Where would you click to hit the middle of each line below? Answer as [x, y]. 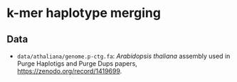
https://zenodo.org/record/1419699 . [69, 71]
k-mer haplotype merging [84, 13]
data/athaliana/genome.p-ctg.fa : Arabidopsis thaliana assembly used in [123, 56]
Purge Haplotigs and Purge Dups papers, [77, 64]
